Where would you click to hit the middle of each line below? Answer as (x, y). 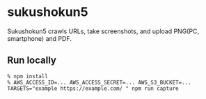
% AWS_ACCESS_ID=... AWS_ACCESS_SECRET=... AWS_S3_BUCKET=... (99, 82)
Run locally (32, 61)
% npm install (28, 76)
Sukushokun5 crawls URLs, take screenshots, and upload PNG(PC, (103, 31)
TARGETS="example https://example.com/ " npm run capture (93, 88)
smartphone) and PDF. (39, 38)
